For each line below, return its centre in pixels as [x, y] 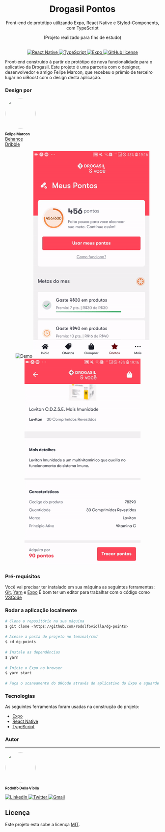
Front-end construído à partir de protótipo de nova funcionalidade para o [79, 62]
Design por [18, 90]
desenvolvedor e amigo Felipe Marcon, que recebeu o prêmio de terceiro [79, 72]
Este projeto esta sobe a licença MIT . [42, 825]
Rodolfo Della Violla [22, 788]
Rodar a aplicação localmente [41, 610]
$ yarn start [18, 673]
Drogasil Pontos [82, 9]
